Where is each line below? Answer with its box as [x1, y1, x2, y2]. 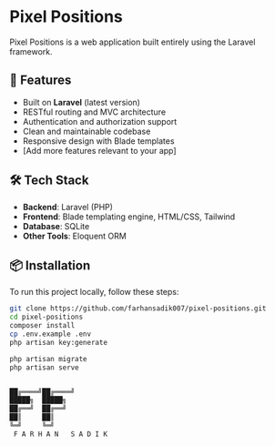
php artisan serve [9, 362, 79, 372]
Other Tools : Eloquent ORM [22, 230, 127, 241]
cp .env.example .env [9, 329, 92, 339]
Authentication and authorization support [22, 116, 178, 127]
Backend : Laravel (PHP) [22, 201, 114, 212]
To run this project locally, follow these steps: [9, 287, 179, 298]
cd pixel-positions [9, 312, 84, 322]
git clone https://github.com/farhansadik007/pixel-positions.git [9, 304, 267, 313]
